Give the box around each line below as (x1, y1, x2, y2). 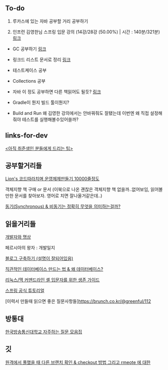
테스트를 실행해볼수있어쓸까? (22, 116, 79, 122)
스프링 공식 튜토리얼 (5, 287, 44, 294)
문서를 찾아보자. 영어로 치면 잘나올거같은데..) (14, 193, 102, 199)
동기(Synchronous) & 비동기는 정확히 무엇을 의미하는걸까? (5, 204, 121, 210)
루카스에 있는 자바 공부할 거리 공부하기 (12, 18, 88, 24)
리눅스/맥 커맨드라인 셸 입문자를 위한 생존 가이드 (5, 277, 100, 283)
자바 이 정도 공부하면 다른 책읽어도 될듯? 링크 (12, 88, 101, 95)
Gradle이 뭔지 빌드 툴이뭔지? (12, 99, 70, 105)
